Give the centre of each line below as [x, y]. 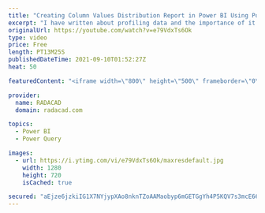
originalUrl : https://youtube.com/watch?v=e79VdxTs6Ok [100, 30]
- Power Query [38, 139]
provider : [24, 95]
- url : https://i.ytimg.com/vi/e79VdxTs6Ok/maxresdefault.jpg [119, 160]
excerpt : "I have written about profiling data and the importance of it [132, 23]
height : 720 [42, 175]
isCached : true [47, 182]
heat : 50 [22, 67]
